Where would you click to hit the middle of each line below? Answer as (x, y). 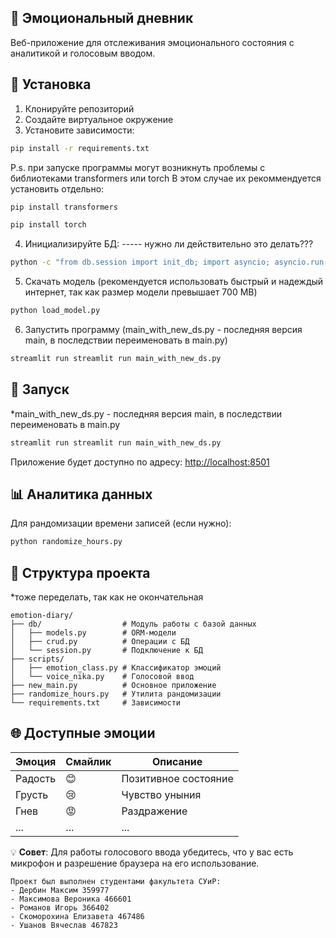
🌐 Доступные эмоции (83, 733)
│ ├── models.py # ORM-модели (93, 633)
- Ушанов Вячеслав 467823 (64, 925)
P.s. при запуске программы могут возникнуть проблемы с (138, 167)
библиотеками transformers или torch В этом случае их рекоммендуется (166, 178)
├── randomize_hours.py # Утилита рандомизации (116, 694)
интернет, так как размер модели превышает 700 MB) (141, 292)
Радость (36, 778)
